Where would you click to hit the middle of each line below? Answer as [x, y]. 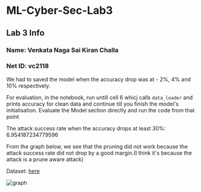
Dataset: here [23, 171]
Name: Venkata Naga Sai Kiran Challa [63, 50]
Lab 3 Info [25, 33]
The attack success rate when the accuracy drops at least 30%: [86, 128]
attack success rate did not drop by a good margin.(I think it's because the [99, 153]
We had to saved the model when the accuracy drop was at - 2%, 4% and [99, 79]
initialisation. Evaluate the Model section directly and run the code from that [100, 110]
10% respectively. [28, 86]
